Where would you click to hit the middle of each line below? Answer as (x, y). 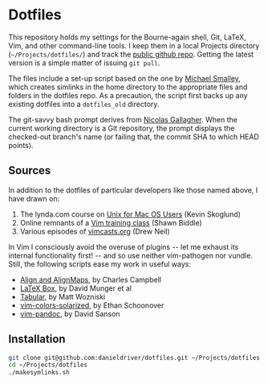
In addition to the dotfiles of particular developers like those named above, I (133, 190)
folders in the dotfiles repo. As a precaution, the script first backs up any (128, 95)
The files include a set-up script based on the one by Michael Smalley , (124, 78)
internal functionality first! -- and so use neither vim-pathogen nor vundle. (130, 255)
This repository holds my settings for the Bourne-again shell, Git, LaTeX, (127, 37)
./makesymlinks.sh (39, 373)
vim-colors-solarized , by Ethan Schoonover (92, 305)
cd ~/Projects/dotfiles (48, 365)
